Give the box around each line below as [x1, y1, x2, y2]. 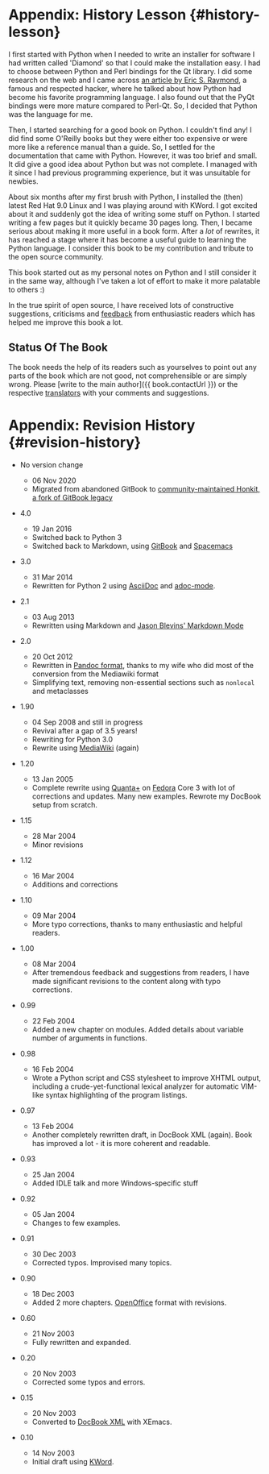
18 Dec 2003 [31, 1289, 75, 1298]
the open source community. [8, 251, 104, 261]
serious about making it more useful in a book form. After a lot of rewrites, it [8, 226, 260, 235]
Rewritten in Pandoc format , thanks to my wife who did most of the [31, 660, 254, 670]
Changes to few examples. [31, 1218, 121, 1227]
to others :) [8, 284, 45, 294]
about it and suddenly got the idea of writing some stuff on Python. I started [8, 209, 260, 218]
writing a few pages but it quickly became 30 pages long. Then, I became [8, 218, 253, 227]
